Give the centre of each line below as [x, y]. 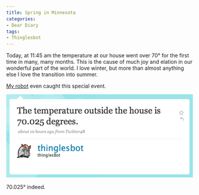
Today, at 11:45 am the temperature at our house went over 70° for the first [98, 55]
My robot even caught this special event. [56, 86]
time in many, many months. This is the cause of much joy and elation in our [99, 62]
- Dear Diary [22, 25]
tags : [13, 32]
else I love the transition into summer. [52, 75]
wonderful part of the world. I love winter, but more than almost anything [95, 68]
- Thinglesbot [24, 38]
